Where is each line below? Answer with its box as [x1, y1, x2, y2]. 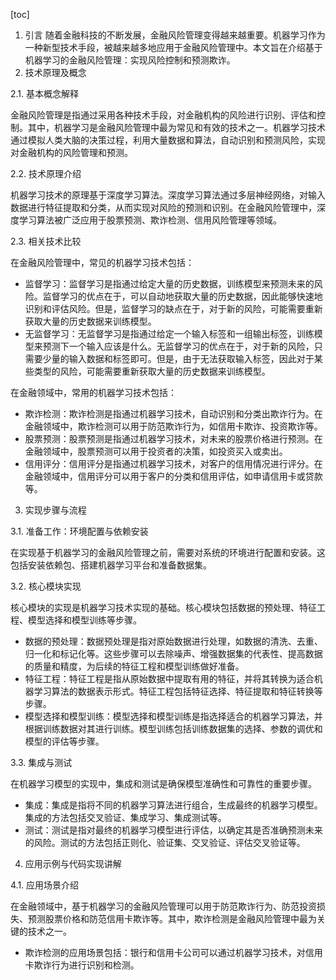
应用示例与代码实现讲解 [24, 858, 122, 869]
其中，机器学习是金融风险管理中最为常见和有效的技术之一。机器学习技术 [27, 122, 326, 133]
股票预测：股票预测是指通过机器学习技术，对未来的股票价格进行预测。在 [24, 433, 323, 444]
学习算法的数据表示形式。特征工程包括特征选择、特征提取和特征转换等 [33, 685, 323, 697]
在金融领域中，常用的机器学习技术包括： [10, 387, 177, 398]
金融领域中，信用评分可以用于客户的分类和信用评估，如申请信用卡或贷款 [24, 470, 323, 482]
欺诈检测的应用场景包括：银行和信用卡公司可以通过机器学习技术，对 [24, 947, 306, 958]
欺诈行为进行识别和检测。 [33, 959, 140, 971]
